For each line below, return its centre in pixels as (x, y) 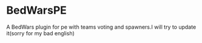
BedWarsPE (36, 10)
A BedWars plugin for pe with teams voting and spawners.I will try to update (101, 27)
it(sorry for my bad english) (40, 33)
